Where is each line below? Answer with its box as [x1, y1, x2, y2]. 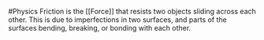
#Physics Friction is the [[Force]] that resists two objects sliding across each [8, 7, 256, 16]
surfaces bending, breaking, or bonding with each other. [8, 24, 191, 32]
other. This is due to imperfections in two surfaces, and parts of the [8, 15, 227, 24]
